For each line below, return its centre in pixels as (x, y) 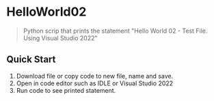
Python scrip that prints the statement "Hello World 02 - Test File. (115, 31)
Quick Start (31, 60)
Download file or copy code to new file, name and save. (95, 76)
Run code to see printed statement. (66, 90)
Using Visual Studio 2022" (60, 38)
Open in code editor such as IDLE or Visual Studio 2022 (95, 83)
